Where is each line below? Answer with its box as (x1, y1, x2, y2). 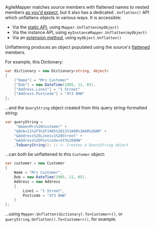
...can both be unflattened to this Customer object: (5, 151, 105, 157)
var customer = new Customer (5, 161, 65, 166)
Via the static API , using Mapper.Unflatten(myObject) (12, 24, 119, 30)
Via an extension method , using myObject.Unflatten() (12, 34, 122, 40)
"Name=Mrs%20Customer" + (16, 124, 67, 129)
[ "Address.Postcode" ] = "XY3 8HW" (14, 91, 85, 97)
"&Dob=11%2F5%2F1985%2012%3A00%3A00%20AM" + (14, 129, 107, 133)
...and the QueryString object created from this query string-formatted (5, 105, 148, 111)
